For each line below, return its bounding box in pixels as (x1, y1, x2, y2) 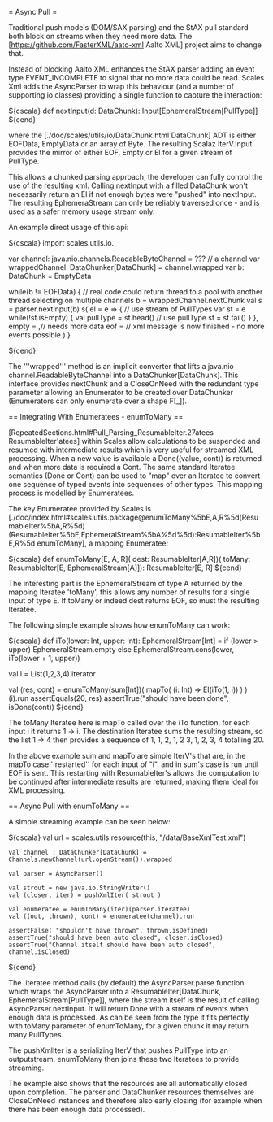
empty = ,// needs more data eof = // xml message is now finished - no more (8, 321, 265, 331)
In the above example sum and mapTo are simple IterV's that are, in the (8, 751, 246, 760)
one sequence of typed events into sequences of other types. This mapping (8, 480, 263, 489)
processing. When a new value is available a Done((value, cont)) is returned (8, 454, 262, 463)
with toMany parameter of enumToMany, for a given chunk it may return (8, 1021, 249, 1031)
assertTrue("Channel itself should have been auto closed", (8, 941, 217, 949)
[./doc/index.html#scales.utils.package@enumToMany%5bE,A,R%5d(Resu (8, 512, 259, 522)
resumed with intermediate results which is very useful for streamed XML (8, 445, 254, 454)
